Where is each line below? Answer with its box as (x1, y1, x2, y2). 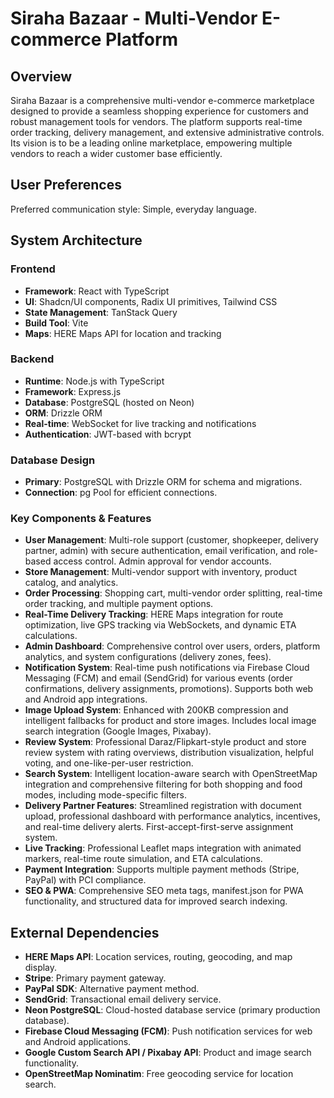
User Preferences (10, 177, 122, 194)
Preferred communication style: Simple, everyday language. (10, 203, 257, 215)
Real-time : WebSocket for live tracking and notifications (24, 417, 257, 429)
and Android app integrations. (24, 693, 148, 706)
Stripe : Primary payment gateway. (24, 972, 167, 984)
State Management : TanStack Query (24, 306, 178, 318)
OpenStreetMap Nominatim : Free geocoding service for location (24, 1068, 294, 1080)
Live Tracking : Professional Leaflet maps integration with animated (24, 842, 302, 854)
